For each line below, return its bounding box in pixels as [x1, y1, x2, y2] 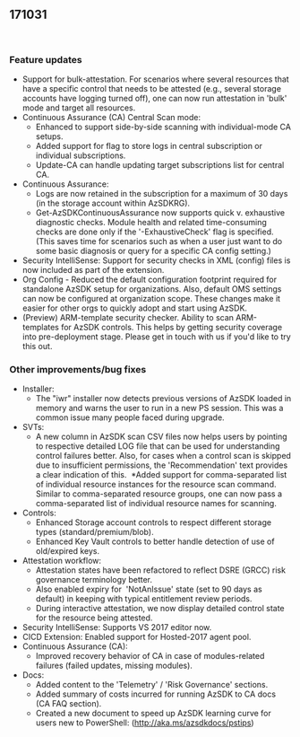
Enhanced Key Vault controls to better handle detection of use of [35, 536, 275, 547]
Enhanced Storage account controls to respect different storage [35, 517, 271, 528]
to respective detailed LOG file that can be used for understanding [35, 441, 280, 452]
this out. [21, 341, 53, 352]
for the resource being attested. [35, 612, 153, 623]
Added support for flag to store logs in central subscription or [35, 141, 262, 152]
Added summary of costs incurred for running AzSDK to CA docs [35, 689, 276, 699]
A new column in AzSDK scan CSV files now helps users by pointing [35, 431, 288, 443]
